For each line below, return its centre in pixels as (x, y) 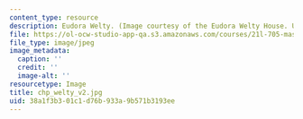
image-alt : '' (44, 76)
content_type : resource (54, 17)
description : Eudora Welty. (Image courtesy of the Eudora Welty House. (149, 26)
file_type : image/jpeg (52, 42)
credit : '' (38, 68)
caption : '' (40, 59)
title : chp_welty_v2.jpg (56, 92)
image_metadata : (40, 51)
